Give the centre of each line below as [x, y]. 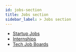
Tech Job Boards [30, 44]
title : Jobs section [27, 15]
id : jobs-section [24, 10]
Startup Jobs [26, 34]
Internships [24, 39]
